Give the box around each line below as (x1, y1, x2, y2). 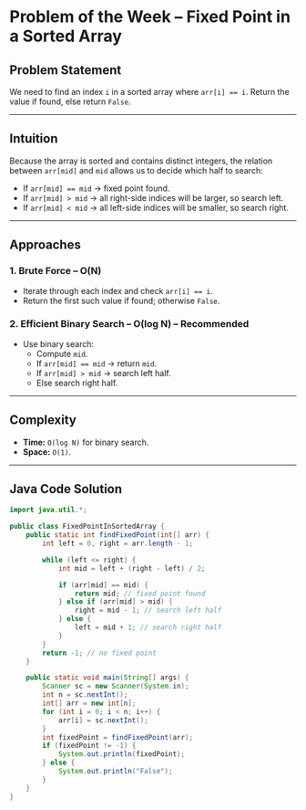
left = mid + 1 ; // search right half (74, 623, 222, 632)
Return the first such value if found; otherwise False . (22, 295, 220, 306)
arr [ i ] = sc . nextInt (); (57, 715, 148, 725)
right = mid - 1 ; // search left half (74, 605, 222, 615)
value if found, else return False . (9, 96, 131, 107)
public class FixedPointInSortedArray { (9, 522, 166, 531)
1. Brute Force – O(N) (9, 265, 102, 278)
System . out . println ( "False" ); (57, 767, 173, 776)
